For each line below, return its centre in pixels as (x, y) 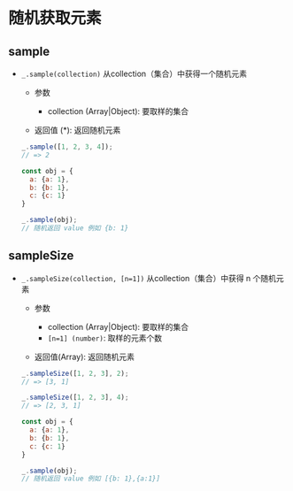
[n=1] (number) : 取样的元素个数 (105, 338)
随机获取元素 (55, 18)
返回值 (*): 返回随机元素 (77, 130)
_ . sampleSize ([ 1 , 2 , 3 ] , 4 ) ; (75, 398)
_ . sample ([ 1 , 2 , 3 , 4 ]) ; (67, 147)
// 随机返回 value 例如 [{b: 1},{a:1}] (91, 479)
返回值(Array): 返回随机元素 (84, 357)
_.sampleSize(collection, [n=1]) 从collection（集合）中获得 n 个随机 (148, 278)
